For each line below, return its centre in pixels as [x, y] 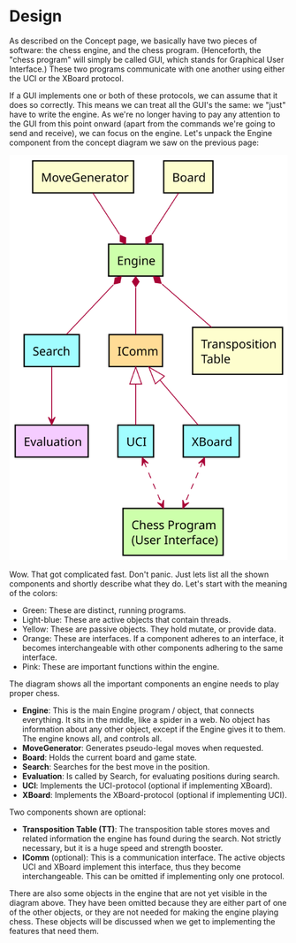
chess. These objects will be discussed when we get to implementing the [142, 921]
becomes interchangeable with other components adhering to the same [152, 648]
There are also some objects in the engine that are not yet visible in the [138, 893]
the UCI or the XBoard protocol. [67, 78]
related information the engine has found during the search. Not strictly [152, 839]
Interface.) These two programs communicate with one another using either [147, 69]
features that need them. [54, 931]
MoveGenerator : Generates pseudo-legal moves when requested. [143, 747]
